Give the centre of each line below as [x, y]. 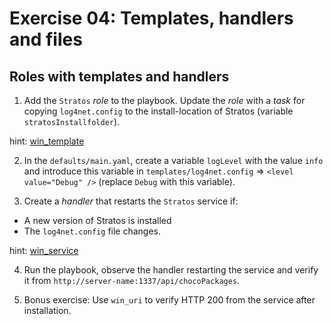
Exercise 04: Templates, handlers [151, 18]
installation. [47, 310]
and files [46, 39]
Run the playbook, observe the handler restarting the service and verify [171, 270]
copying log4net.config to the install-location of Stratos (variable [158, 111]
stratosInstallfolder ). [72, 121]
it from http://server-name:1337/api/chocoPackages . [132, 280]
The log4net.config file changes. [92, 231]
